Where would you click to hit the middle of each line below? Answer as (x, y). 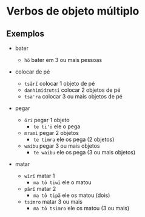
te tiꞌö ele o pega (57, 126)
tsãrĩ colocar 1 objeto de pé (59, 84)
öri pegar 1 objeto (47, 120)
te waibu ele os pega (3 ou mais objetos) (84, 152)
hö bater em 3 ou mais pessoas (63, 60)
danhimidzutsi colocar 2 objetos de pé (72, 90)
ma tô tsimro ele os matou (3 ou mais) (81, 208)
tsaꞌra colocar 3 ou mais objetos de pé (73, 96)
